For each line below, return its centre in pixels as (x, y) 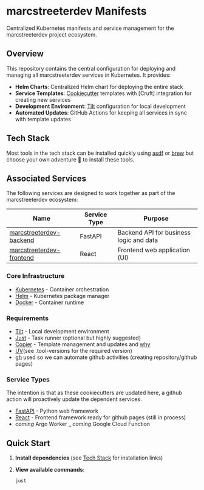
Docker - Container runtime (49, 302)
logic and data (138, 240)
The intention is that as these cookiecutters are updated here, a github (94, 393)
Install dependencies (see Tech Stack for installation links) (89, 458)
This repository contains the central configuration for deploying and (91, 68)
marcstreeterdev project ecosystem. (52, 34)
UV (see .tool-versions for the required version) (73, 350)
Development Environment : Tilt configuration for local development (100, 106)
